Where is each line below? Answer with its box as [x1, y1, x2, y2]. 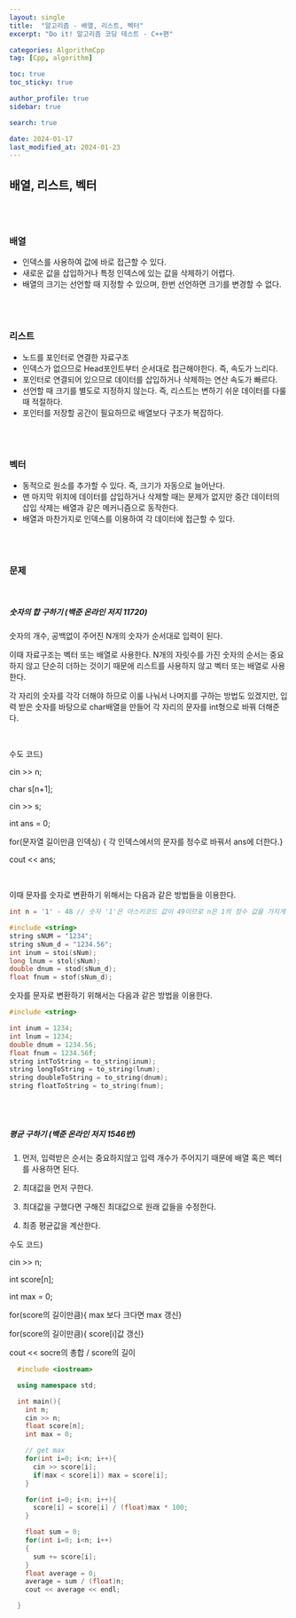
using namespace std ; [17, 1381, 97, 1390]
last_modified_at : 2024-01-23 [9, 143, 121, 152]
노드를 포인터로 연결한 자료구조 [21, 351, 129, 362]
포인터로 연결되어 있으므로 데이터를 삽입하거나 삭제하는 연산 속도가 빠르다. [21, 374, 278, 384]
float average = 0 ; [25, 1568, 97, 1578]
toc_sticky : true [9, 78, 74, 87]
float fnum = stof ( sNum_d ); [9, 973, 113, 982]
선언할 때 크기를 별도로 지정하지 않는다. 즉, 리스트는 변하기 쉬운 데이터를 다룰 [21, 385, 287, 396]
